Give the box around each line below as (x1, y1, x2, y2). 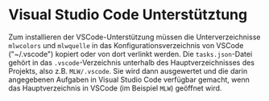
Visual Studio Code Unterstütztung (8, 6, 248, 24)
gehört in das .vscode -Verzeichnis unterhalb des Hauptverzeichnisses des (8, 58, 255, 67)
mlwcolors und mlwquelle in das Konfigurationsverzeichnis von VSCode (8, 40, 244, 50)
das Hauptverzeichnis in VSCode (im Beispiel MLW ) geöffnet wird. (8, 83, 222, 93)
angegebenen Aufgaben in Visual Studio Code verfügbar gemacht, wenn (8, 75, 250, 84)
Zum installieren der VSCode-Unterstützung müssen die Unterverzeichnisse (8, 32, 261, 42)
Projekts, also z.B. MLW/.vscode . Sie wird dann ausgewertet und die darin (8, 66, 248, 75)
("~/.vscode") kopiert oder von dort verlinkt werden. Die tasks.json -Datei (8, 49, 253, 59)
